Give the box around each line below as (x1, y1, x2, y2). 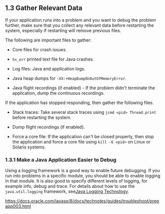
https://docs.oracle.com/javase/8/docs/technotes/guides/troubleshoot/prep (5, 198, 159, 204)
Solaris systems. (12, 144, 46, 150)
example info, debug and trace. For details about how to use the (5, 183, 135, 189)
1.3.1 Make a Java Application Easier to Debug (5, 156, 117, 163)
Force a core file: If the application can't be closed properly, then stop (12, 133, 154, 140)
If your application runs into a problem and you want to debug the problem (5, 17, 156, 23)
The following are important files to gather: (5, 37, 92, 43)
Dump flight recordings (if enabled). (12, 124, 85, 130)
